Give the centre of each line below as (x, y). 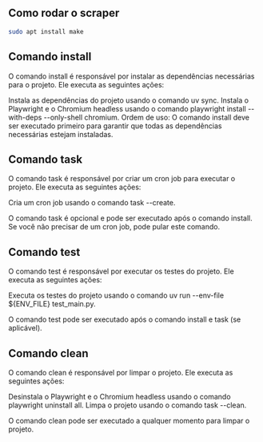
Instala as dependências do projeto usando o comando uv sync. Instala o (129, 100)
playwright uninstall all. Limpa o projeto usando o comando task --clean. (128, 405)
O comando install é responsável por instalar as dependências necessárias (131, 76)
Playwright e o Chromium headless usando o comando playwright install (127, 108)
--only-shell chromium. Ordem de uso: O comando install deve (147, 117)
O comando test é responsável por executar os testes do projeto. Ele (121, 271)
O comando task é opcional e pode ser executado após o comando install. (131, 218)
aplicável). (25, 328)
